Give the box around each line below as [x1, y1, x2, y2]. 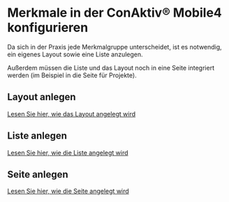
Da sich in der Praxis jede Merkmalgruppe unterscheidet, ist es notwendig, [7, 42, 222, 51]
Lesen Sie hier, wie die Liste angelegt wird [7, 148, 128, 157]
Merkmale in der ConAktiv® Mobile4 [7, 5, 222, 21]
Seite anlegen [7, 169, 68, 180]
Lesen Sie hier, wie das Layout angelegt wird [7, 109, 136, 118]
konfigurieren [7, 20, 89, 36]
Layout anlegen [7, 91, 76, 103]
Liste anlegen [7, 130, 68, 142]
